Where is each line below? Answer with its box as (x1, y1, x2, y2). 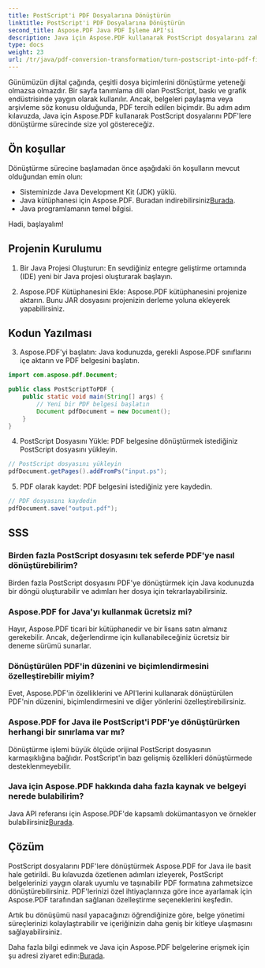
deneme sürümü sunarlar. (8, 641, 92, 650)
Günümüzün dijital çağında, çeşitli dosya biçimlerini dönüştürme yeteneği (8, 77, 246, 87)
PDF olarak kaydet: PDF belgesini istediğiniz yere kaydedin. (19, 482, 213, 491)
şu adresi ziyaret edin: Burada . (8, 951, 105, 960)
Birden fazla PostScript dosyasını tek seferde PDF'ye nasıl (8, 550, 235, 562)
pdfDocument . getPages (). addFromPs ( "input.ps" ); (8, 467, 168, 475)
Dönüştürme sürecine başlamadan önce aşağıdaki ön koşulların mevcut (8, 163, 241, 172)
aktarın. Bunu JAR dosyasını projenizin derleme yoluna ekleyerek (19, 295, 230, 304)
